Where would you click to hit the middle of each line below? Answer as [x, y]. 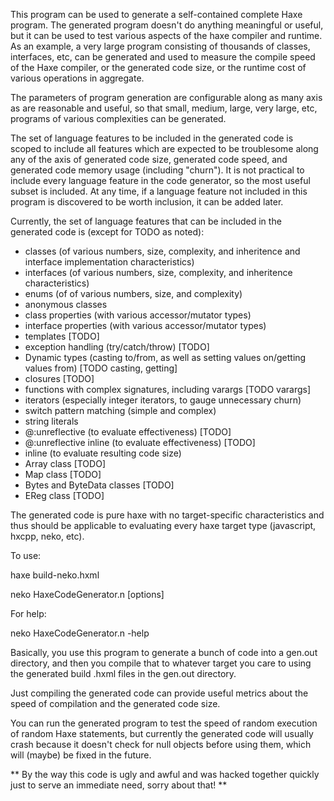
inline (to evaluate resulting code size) [103, 453]
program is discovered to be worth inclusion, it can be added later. [147, 202]
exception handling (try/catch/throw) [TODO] [117, 347]
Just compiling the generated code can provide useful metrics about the [159, 693]
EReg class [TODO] [64, 495]
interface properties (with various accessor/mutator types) [145, 325]
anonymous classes [66, 304]
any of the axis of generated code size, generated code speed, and [149, 159]
